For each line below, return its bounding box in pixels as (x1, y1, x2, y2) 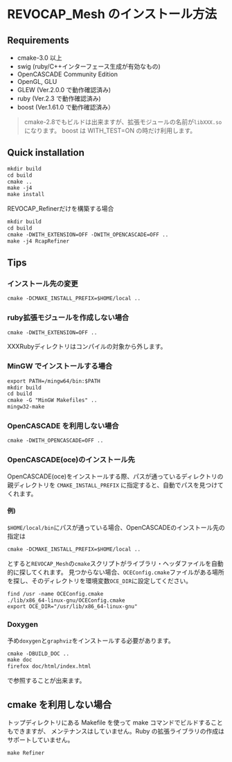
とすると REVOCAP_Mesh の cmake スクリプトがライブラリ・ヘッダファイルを (7, 559, 212, 567)
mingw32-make (7, 404, 45, 410)
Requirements (7, 34, 69, 46)
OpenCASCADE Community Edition (17, 70, 118, 78)
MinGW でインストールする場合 (7, 361, 113, 371)
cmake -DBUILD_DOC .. (7, 650, 70, 657)
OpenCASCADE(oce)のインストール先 (7, 455, 135, 465)
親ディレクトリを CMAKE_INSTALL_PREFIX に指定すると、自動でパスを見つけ (7, 480, 218, 489)
